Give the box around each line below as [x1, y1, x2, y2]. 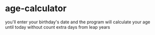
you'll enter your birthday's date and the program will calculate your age [5, 19, 151, 25]
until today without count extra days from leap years [5, 24, 111, 30]
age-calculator [5, 3, 67, 14]
